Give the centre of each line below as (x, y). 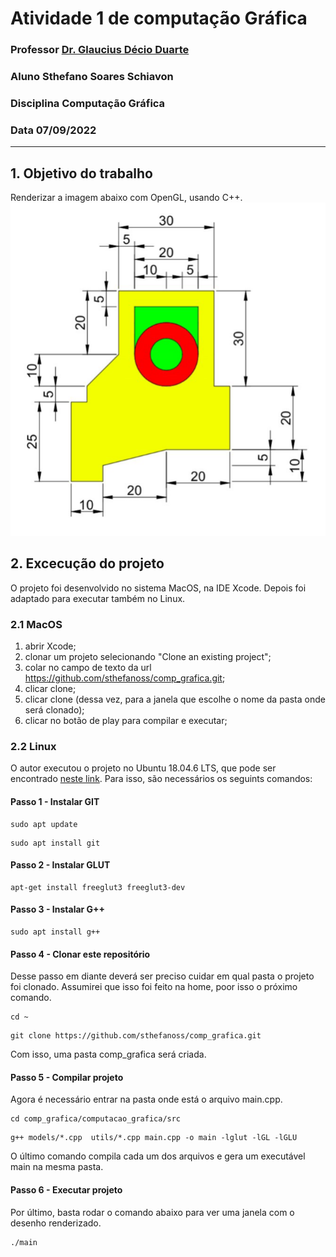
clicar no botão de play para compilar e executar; (126, 721)
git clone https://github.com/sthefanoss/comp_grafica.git (136, 1036)
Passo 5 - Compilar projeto (67, 1077)
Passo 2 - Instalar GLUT (60, 865)
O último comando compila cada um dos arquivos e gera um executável (158, 1156)
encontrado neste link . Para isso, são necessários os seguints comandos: (161, 779)
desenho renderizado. (56, 1223)
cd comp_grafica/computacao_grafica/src (96, 1119)
